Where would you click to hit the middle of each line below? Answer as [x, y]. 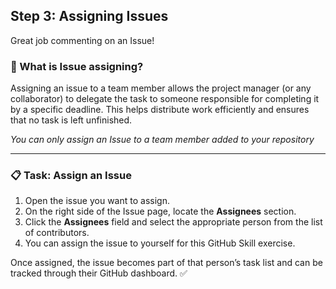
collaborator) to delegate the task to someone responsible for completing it [165, 99]
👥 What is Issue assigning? [77, 66]
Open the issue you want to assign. [97, 201]
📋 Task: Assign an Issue [71, 176]
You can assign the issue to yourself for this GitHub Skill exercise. [160, 243]
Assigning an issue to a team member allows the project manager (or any [161, 88]
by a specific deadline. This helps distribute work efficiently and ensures [160, 110]
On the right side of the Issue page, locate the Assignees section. [160, 211]
